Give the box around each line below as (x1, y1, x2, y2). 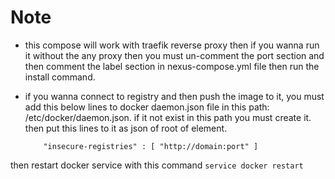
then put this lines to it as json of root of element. (24, 122, 228, 134)
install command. (24, 71, 96, 83)
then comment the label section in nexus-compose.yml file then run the (24, 60, 320, 72)
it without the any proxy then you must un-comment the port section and (24, 49, 325, 61)
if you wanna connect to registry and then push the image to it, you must (24, 90, 325, 102)
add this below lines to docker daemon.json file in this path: (24, 101, 270, 113)
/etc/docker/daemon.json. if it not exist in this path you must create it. (24, 111, 312, 123)
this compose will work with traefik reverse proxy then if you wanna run (24, 39, 320, 51)
